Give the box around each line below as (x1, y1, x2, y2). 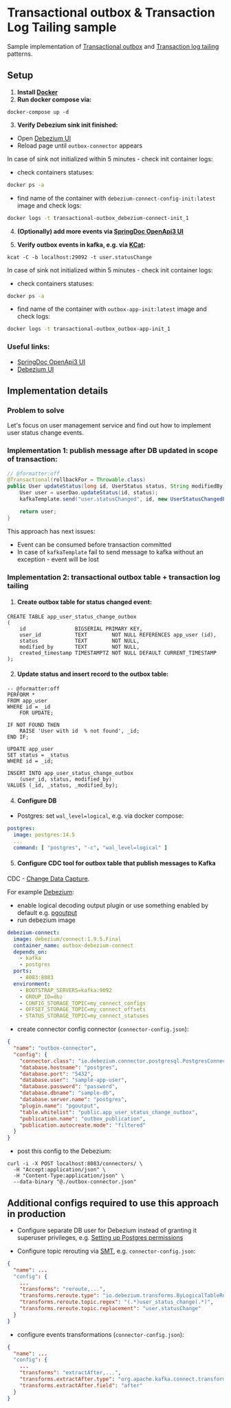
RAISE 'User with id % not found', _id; (19, 727, 140, 734)
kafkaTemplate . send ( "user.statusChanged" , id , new (19, 496, 168, 503)
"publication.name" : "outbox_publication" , (19, 1115, 146, 1122)
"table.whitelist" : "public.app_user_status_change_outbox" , (19, 1109, 198, 1116)
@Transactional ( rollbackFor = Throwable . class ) (7, 476, 146, 483)
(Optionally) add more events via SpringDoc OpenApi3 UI (16, 227, 184, 235)
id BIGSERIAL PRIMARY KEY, (19, 625, 143, 632)
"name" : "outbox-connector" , (13, 1045, 97, 1052)
